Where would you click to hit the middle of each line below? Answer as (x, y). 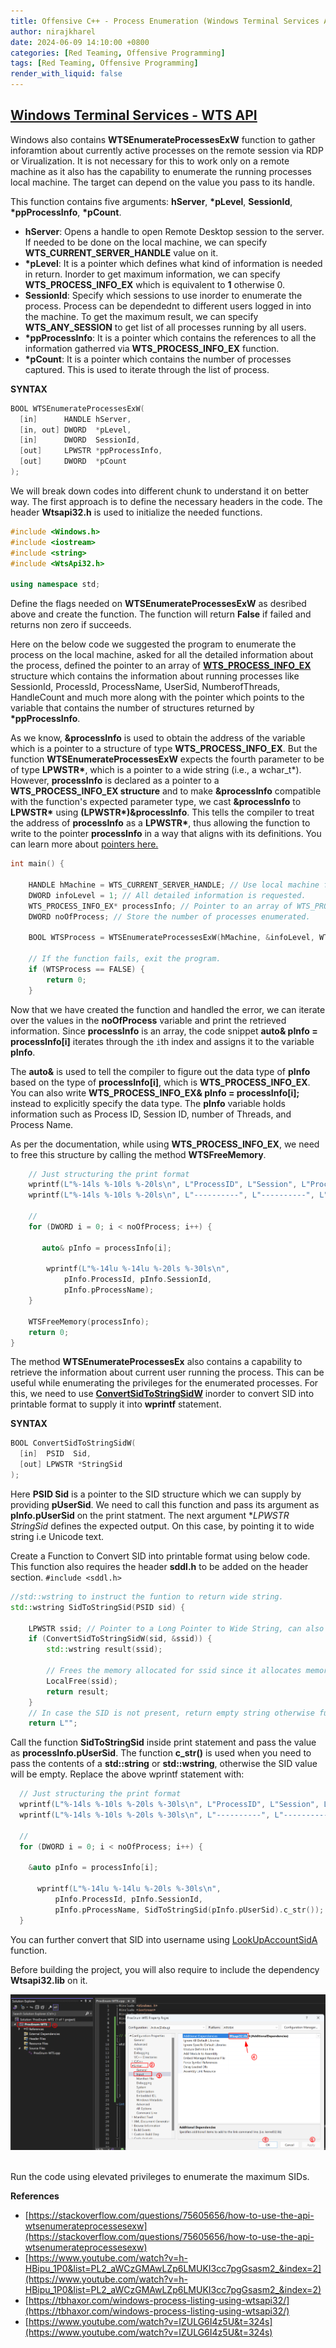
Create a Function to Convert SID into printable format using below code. (160, 1556)
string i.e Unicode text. (57, 1536)
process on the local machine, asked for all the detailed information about (162, 655)
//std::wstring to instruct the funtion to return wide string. (147, 1596)
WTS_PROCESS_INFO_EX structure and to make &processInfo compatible (166, 791)
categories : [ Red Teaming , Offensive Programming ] (118, 53)
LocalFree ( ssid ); (82, 1681)
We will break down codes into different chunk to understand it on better (160, 491)
